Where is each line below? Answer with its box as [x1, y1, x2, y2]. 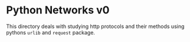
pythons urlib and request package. [6, 29, 96, 36]
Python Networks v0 [6, 3, 110, 17]
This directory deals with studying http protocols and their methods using [6, 23, 185, 30]
